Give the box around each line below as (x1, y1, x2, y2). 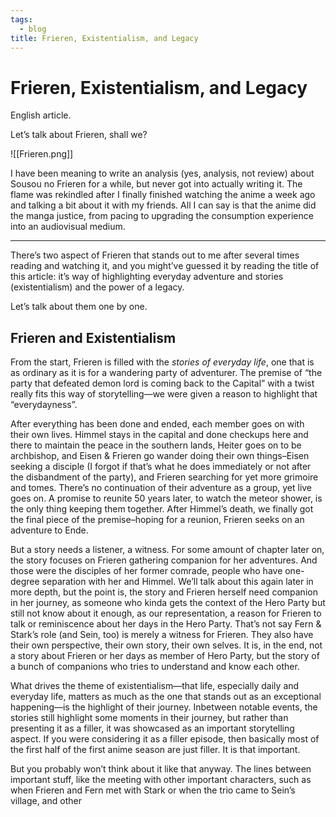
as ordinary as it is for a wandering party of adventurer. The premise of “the (10, 367, 323, 379)
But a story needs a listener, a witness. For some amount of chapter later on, (10, 544, 325, 556)
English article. (10, 109, 72, 121)
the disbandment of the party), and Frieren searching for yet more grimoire (10, 471, 319, 483)
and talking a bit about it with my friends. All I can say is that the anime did (10, 199, 317, 211)
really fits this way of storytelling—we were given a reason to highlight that (10, 388, 318, 400)
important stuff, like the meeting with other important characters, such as (10, 774, 312, 786)
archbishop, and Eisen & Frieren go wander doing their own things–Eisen (10, 450, 310, 462)
